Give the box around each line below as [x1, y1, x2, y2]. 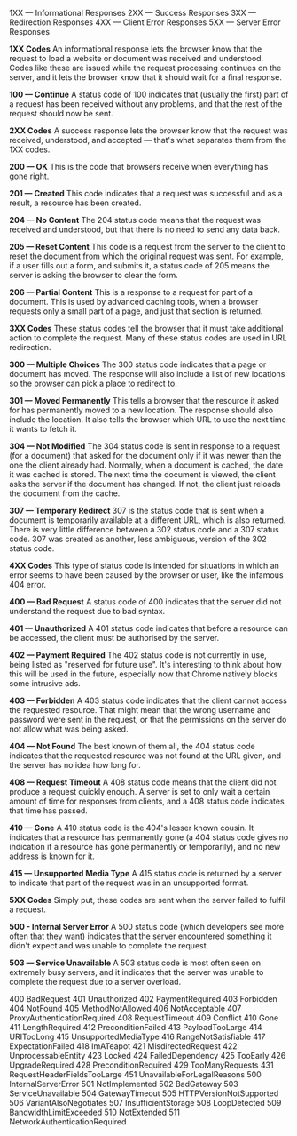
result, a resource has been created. [9, 197, 142, 208]
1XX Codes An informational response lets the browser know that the [9, 44, 262, 54]
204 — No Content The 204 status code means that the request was [9, 215, 262, 225]
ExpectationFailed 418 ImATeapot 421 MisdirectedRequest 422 [9, 1041, 238, 1052]
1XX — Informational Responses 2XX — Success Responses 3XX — [9, 8, 257, 18]
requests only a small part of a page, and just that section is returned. [9, 306, 263, 316]
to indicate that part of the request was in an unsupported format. [9, 877, 249, 888]
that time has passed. [9, 805, 89, 816]
